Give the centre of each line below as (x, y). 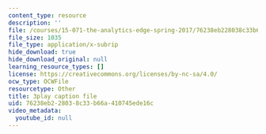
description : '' (35, 23)
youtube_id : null (44, 118)
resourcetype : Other (42, 89)
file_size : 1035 (35, 37)
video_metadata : (35, 111)
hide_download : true (42, 52)
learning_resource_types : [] (56, 67)
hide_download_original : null (58, 60)
